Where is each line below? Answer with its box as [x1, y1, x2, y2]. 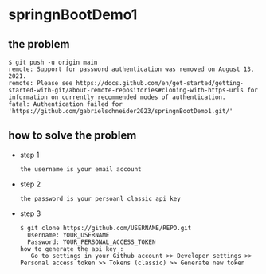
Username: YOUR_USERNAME [27, 231, 110, 239]
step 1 [19, 150, 40, 159]
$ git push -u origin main [8, 58, 98, 66]
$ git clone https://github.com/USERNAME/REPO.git [19, 224, 192, 232]
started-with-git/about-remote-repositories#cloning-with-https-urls [8, 86, 244, 94]
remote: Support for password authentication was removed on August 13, [8, 65, 255, 73]
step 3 [19, 209, 41, 218]
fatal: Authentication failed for [8, 100, 123, 108]
